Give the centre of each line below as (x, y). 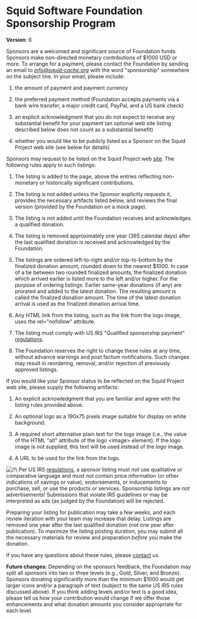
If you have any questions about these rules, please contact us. (83, 555)
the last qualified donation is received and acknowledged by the (92, 242)
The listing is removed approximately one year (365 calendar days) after (102, 236)
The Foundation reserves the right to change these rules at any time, (98, 350)
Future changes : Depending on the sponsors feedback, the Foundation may (99, 566)
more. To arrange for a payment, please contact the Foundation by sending (97, 64)
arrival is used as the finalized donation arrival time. (77, 304)
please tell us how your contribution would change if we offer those (88, 598)
